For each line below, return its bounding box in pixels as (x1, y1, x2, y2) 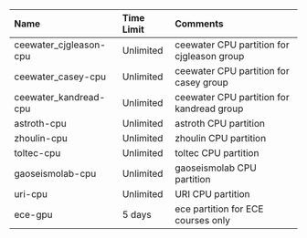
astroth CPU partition (175, 118, 266, 129)
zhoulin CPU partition (175, 132, 267, 144)
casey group (175, 77, 228, 88)
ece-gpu (14, 209, 53, 221)
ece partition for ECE (175, 202, 264, 215)
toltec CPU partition (175, 147, 259, 159)
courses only (175, 214, 231, 226)
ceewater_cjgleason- (14, 38, 107, 51)
